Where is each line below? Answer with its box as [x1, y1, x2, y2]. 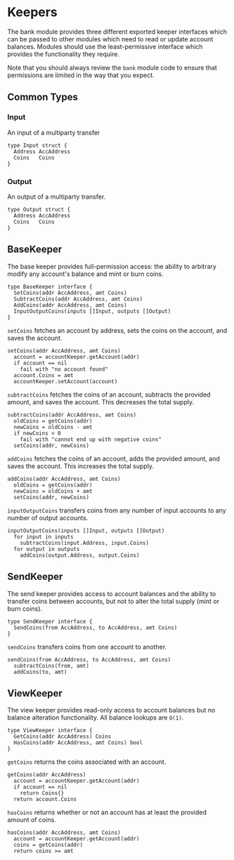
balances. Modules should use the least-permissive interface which [7, 42, 203, 51]
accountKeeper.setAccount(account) [13, 378, 118, 385]
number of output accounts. [7, 513, 89, 522]
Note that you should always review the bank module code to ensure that [7, 63, 218, 72]
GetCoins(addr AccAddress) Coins [13, 733, 112, 741]
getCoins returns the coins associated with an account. [7, 758, 167, 766]
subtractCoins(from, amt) [13, 662, 90, 669]
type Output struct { [7, 206, 71, 213]
